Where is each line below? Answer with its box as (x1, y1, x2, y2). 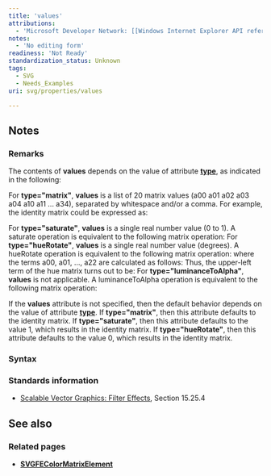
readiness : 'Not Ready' (8, 49, 89, 57)
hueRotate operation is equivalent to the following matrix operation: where (8, 249, 255, 259)
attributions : (8, 19, 56, 27)
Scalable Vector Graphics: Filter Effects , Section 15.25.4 (19, 393, 206, 403)
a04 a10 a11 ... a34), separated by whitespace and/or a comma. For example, (8, 199, 263, 209)
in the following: (8, 175, 62, 185)
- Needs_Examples (15, 79, 74, 87)
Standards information (8, 374, 99, 386)
